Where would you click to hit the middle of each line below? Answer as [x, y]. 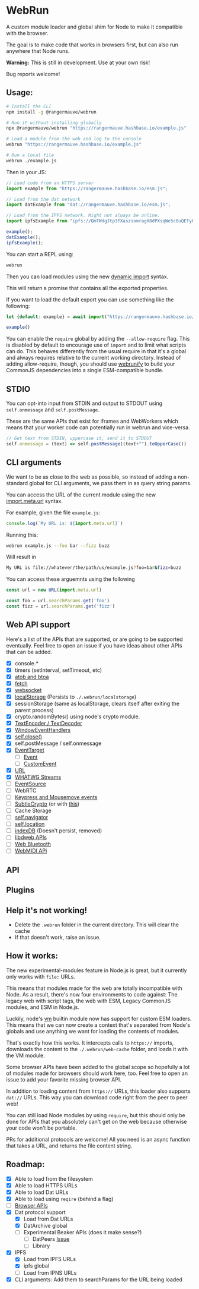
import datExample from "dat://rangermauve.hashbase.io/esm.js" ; [88, 205]
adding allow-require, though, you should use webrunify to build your [91, 364]
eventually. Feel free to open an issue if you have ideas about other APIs [94, 645]
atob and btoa [32, 677]
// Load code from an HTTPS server [50, 183]
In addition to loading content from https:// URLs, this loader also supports [98, 1091]
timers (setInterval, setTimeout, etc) [58, 670]
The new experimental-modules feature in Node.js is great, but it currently [97, 970]
